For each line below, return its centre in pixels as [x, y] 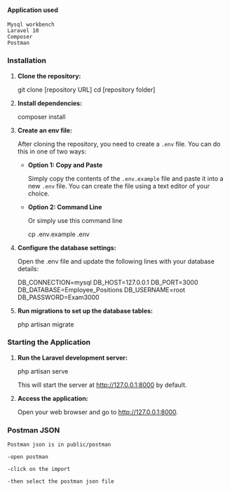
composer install [41, 116]
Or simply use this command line [75, 220]
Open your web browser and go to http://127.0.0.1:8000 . [98, 412]
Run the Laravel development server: [73, 357]
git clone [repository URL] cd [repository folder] [86, 89]
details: [28, 268]
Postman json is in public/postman [59, 445]
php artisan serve [43, 371]
